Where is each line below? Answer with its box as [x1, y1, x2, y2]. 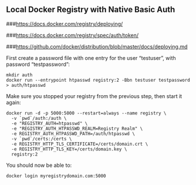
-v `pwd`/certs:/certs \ [11, 136, 72, 142]
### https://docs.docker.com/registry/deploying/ [6, 20, 123, 27]
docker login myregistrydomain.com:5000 [6, 173, 107, 179]
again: [6, 99, 22, 106]
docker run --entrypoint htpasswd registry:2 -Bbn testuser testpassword [6, 77, 191, 83]
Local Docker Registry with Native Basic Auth [6, 5, 175, 15]
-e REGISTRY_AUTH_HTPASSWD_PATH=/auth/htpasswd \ [11, 130, 135, 137]
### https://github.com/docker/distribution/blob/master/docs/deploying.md [6, 43, 188, 50]
